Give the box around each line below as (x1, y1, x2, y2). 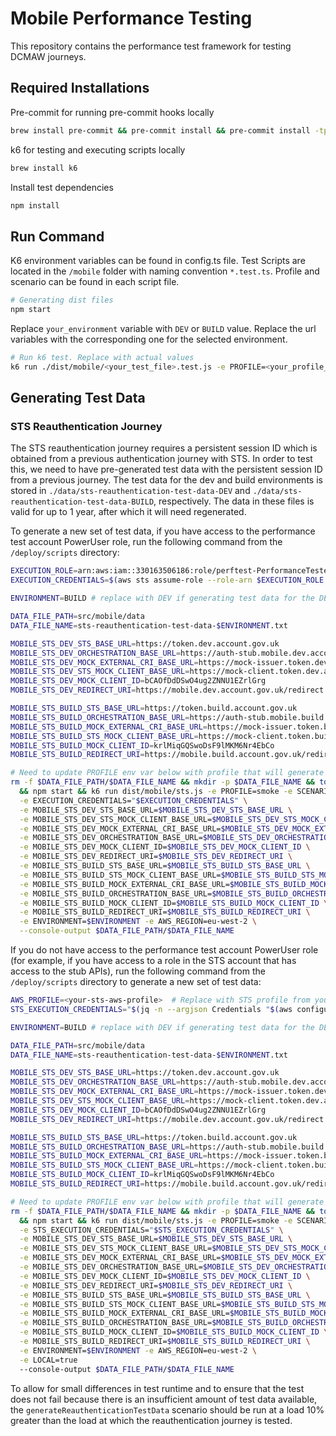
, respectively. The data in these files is (153, 495, 315, 507)
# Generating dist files (10, 295, 114, 306)
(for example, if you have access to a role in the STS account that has (10, 955, 297, 966)
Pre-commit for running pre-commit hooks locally (10, 106, 215, 118)
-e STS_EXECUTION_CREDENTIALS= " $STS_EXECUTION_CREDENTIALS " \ (19, 1225, 284, 1235)
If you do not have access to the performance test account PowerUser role (10, 944, 319, 956)
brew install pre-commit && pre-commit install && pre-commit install (10, 125, 311, 136)
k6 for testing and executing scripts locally (10, 143, 186, 156)
